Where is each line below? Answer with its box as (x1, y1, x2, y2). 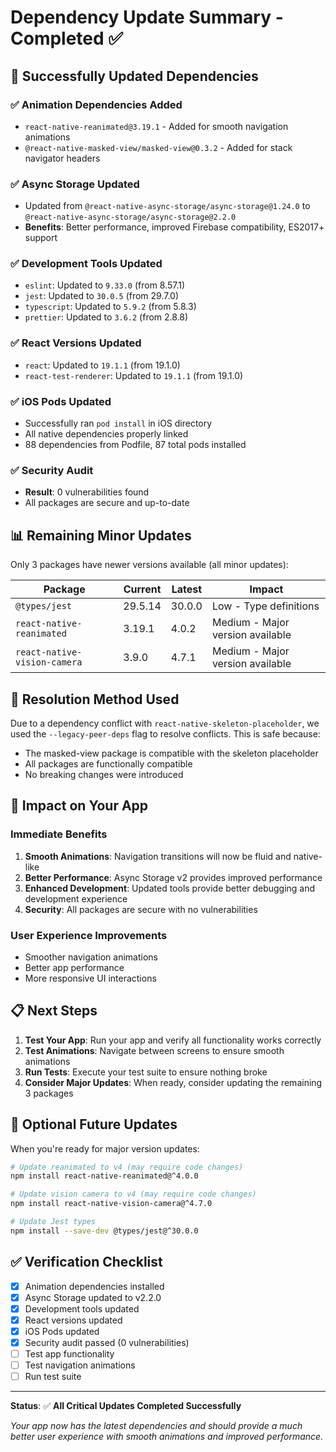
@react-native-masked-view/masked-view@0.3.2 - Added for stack (24, 141, 293, 153)
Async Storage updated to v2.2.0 (24, 1291, 162, 1303)
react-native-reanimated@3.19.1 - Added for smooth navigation (24, 120, 289, 132)
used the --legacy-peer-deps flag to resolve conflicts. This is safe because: (10, 727, 321, 740)
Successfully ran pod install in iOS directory (24, 417, 213, 430)
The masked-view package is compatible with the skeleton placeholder (24, 747, 319, 759)
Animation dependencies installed (24, 1280, 165, 1292)
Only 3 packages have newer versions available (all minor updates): (10, 559, 289, 571)
